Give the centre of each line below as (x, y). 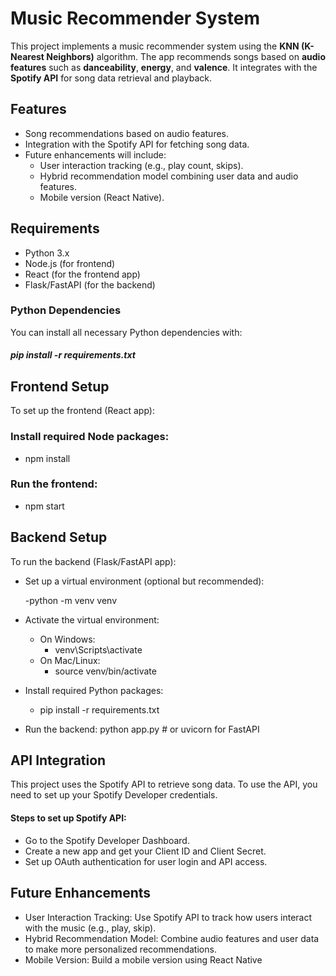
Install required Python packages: (94, 690)
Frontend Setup (60, 386)
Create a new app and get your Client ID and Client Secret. (145, 851)
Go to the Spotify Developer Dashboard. (107, 840)
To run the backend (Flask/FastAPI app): (93, 561)
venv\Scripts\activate (98, 649)
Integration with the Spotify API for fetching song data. (137, 144)
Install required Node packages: (90, 437)
